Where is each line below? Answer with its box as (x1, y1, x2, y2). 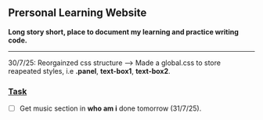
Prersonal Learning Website (8, 6, 147, 20)
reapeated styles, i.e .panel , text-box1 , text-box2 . (8, 66, 171, 75)
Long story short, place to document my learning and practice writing (8, 27, 239, 36)
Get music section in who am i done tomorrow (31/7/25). (19, 104, 202, 113)
